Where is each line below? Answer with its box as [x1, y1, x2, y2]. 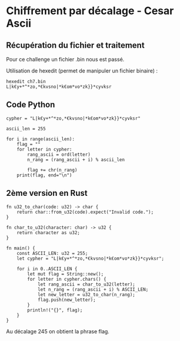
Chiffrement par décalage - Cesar [6, 4, 174, 18]
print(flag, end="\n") [16, 172, 72, 178]
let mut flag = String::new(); [27, 271, 104, 277]
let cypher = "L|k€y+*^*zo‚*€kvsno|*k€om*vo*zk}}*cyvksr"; [16, 255, 165, 261]
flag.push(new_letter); [37, 297, 96, 303]
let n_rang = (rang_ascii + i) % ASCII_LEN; [37, 286, 149, 293]
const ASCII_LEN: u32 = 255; [16, 250, 88, 256]
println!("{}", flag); [27, 307, 83, 313]
